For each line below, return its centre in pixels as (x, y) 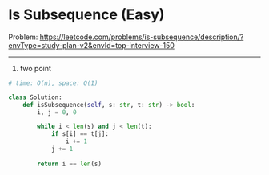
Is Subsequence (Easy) (86, 15)
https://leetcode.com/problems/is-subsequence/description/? (142, 37)
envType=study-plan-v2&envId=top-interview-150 (91, 45)
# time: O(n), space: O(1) (53, 83)
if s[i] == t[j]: (80, 134)
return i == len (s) (70, 164)
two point (36, 68)
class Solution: (35, 97)
